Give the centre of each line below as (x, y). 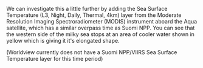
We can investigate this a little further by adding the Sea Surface (87, 9)
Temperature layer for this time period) (55, 59)
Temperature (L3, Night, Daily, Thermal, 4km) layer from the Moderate (94, 15)
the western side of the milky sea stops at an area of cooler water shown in (100, 34)
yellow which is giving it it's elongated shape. (63, 41)
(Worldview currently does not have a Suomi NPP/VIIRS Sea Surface (92, 52)
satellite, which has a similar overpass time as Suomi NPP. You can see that (101, 28)
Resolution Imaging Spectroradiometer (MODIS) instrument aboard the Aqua (102, 21)
